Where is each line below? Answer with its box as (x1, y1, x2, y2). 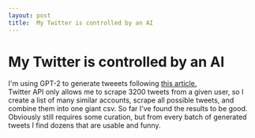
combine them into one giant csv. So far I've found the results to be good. (8, 104, 248, 114)
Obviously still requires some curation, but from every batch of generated (8, 112, 247, 122)
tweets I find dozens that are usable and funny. (8, 121, 161, 130)
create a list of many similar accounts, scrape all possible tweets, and (8, 95, 234, 105)
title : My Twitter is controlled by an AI (8, 19, 154, 27)
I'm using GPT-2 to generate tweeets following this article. (8, 79, 197, 88)
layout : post (8, 11, 51, 20)
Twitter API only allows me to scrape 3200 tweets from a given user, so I (8, 88, 244, 97)
